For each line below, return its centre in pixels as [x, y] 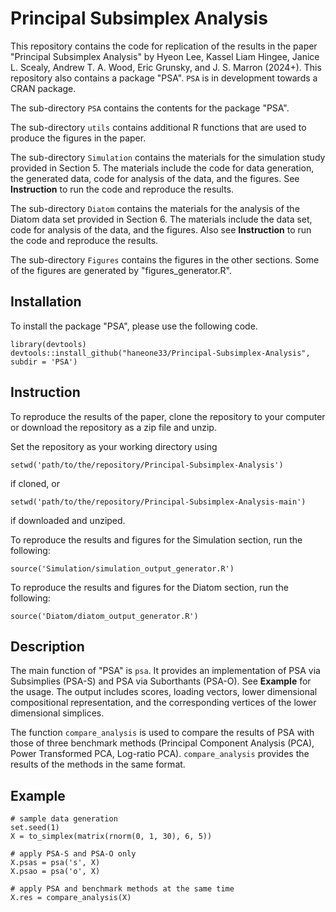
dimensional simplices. [57, 713]
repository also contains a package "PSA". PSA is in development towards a [164, 78]
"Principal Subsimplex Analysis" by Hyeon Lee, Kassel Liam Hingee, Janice [165, 56]
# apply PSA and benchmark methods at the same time [122, 889]
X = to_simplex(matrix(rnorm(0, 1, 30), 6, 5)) [111, 837]
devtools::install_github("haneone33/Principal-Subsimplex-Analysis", [160, 353]
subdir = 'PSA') [44, 362]
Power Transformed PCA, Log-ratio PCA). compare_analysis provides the [160, 754]
